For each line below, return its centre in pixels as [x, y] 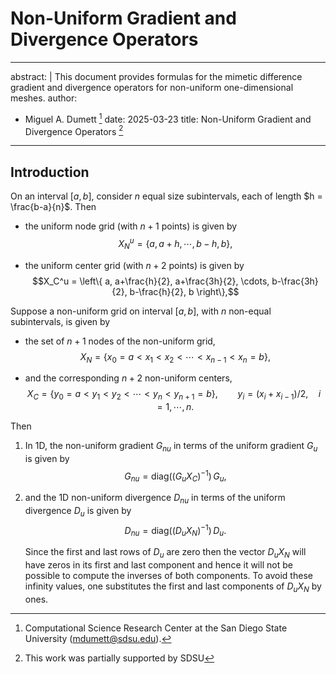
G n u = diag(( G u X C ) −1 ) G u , [175, 476]
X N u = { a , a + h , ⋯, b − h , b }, [175, 244]
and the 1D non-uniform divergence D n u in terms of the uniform [155, 499]
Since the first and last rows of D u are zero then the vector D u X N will [165, 553]
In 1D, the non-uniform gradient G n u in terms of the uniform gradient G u [171, 447]
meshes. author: [44, 98]
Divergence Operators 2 [74, 130]
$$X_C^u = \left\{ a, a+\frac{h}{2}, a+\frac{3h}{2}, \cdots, [150, 281]
